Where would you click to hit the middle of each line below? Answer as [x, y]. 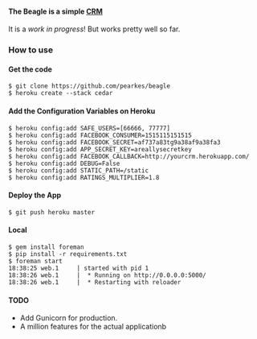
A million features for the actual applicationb [93, 327]
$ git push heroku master [51, 212]
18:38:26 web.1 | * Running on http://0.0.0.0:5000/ [107, 275]
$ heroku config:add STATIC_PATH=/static [79, 170]
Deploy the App [35, 195]
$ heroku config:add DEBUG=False [64, 163]
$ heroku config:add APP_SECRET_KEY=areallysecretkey [100, 149]
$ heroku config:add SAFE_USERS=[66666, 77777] [90, 128]
